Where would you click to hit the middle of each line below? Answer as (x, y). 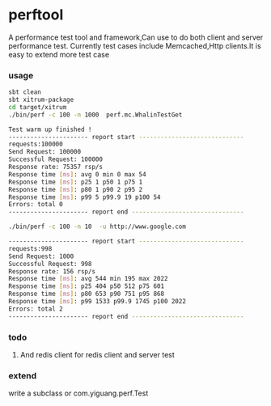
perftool (36, 15)
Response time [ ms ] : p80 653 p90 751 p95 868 (86, 294)
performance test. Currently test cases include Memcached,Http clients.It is (135, 45)
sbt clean (25, 92)
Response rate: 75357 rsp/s (56, 167)
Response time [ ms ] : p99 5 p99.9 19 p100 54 (85, 197)
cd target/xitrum (38, 107)
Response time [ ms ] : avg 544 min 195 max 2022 (88, 279)
